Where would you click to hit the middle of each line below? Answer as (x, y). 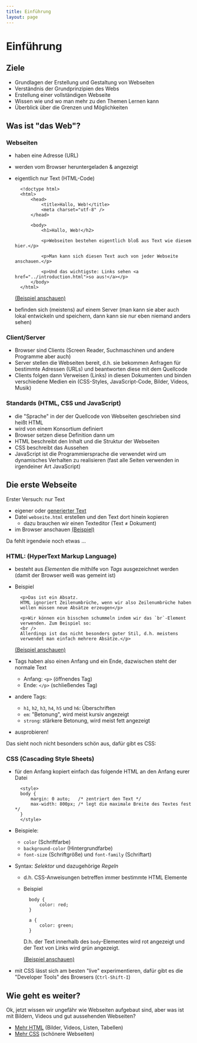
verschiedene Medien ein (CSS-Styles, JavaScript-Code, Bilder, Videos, (102, 382)
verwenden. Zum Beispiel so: (56, 623)
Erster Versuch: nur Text (36, 499)
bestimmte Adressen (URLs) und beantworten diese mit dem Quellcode (101, 369)
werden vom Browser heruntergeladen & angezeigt (76, 167)
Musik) (23, 388)
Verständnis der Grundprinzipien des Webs (67, 89)
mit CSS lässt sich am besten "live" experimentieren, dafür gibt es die (99, 971)
